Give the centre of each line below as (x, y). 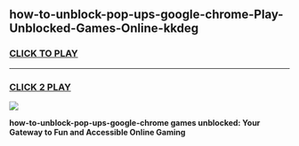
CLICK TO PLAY (44, 54)
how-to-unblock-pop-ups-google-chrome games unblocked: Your (135, 122)
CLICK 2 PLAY (40, 87)
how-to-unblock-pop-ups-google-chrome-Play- (146, 15)
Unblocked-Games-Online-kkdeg (104, 29)
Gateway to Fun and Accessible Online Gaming (97, 132)
